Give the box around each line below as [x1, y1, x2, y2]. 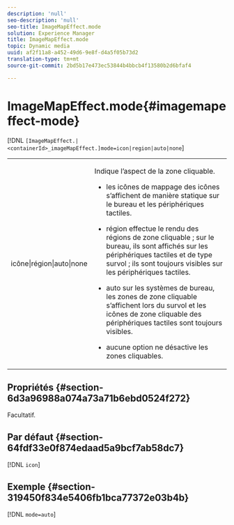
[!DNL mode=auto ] [7, 510, 56, 518]
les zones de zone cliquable [106, 291, 197, 301]
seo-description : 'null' [7, 17, 79, 24]
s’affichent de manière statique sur [106, 190, 220, 200]
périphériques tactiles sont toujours [106, 318, 223, 328]
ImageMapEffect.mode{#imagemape [7, 98, 226, 114]
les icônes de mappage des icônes [106, 182, 220, 192]
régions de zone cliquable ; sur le [106, 232, 214, 242]
